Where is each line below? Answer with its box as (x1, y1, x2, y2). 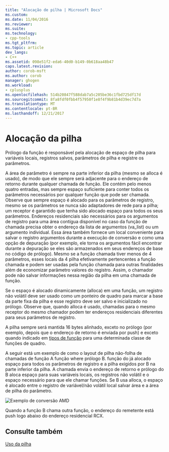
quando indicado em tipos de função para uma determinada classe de (5, 335, 151, 341)
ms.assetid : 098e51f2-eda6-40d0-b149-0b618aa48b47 (5, 59, 114, 64)
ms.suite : (5, 26, 26, 31)
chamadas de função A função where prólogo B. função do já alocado (5, 355, 151, 361)
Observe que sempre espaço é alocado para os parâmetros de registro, (5, 197, 154, 203)
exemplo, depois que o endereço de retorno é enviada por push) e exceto (5, 330, 158, 336)
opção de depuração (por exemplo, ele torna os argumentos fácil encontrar (5, 240, 162, 246)
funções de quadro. (5, 340, 46, 346)
